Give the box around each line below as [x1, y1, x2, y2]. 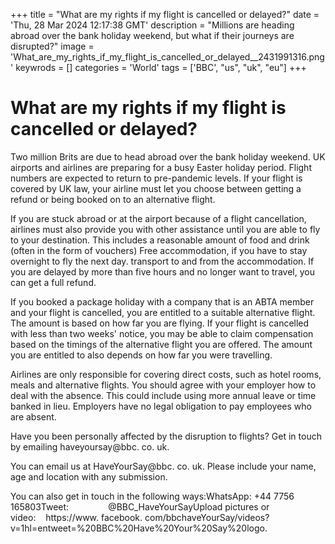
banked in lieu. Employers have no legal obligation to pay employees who [10, 400, 312, 412]
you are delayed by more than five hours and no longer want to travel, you [10, 265, 315, 278]
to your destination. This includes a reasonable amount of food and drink [10, 234, 310, 246]
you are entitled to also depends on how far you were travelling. [10, 349, 273, 361]
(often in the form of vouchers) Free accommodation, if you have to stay [10, 244, 308, 256]
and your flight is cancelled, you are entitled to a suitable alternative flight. [10, 306, 316, 318]
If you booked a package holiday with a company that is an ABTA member [10, 295, 315, 308]
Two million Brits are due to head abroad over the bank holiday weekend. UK [10, 150, 326, 163]
